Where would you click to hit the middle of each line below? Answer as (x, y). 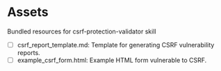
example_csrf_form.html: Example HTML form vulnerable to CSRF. (112, 60)
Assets (28, 12)
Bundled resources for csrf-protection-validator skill (82, 31)
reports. (28, 53)
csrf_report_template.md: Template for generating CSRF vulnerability (116, 45)
